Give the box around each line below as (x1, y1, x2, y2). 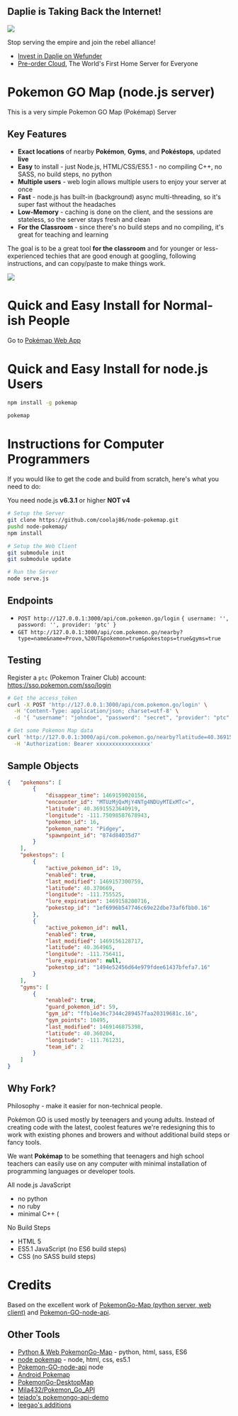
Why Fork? (7, 1083, 57, 1095)
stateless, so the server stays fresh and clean (17, 215, 151, 223)
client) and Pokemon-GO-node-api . (7, 1308, 111, 1316)
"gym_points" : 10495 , (45, 1017, 110, 1024)
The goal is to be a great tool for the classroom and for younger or (7, 244, 203, 252)
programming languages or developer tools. (7, 1166, 136, 1175)
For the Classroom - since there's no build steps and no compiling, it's (17, 222, 225, 231)
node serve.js (7, 575, 50, 582)
